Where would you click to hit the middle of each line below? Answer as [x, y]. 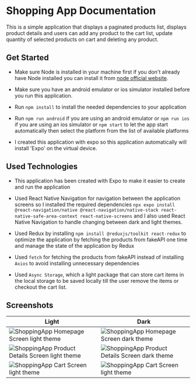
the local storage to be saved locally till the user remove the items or [97, 281]
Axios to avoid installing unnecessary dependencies [77, 263]
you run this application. [43, 95]
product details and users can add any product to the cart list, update [90, 33]
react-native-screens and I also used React [132, 216]
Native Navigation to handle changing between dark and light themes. [98, 222]
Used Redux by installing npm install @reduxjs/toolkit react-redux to [100, 233]
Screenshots [30, 305]
